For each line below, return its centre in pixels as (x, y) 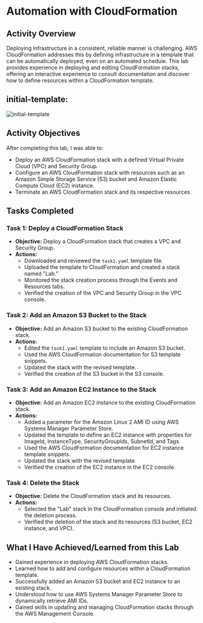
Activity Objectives (43, 133)
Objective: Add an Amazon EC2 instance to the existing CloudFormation (105, 403)
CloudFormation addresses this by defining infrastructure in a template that (100, 55)
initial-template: (37, 99)
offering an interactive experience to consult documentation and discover (98, 74)
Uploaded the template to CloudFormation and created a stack (102, 267)
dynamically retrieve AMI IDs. (52, 601)
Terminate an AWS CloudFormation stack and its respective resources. (103, 192)
